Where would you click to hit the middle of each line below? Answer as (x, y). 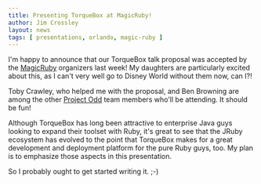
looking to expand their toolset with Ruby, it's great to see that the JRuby (125, 132)
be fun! (20, 108)
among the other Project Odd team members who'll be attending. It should (128, 99)
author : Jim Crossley (43, 23)
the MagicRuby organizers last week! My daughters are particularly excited (129, 68)
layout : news (29, 30)
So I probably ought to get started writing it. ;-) (83, 171)
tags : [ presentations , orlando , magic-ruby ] (85, 37)
